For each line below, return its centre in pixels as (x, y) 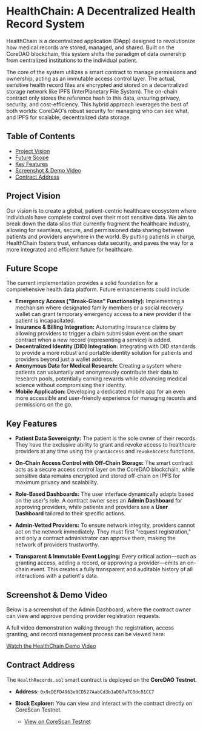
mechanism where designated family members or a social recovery (99, 307)
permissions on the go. (44, 405)
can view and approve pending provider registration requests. (83, 616)
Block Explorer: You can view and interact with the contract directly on (104, 703)
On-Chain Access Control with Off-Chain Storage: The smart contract (104, 463)
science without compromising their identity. (71, 385)
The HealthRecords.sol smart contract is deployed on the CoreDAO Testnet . (101, 679)
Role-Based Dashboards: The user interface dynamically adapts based (104, 494)
